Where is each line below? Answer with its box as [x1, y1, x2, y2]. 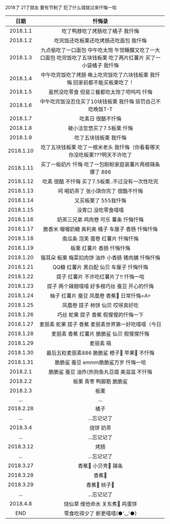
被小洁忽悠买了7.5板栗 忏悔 [67, 125, 133, 132]
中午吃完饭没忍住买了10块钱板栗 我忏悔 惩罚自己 [39, 98, 156, 105]
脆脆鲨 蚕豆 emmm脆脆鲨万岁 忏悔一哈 [55, 359, 146, 366]
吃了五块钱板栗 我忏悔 [74, 134, 126, 141]
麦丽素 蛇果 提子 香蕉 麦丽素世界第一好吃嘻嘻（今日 [39, 321, 162, 327]
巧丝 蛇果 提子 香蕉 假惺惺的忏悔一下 [57, 311, 144, 318]
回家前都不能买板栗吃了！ [73, 79, 134, 86]
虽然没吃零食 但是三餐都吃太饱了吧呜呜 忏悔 [48, 88, 153, 95]
